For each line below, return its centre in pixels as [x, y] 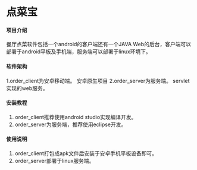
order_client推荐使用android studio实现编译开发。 [76, 117]
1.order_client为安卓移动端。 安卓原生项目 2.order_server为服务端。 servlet [98, 81]
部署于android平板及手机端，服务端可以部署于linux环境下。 [79, 52]
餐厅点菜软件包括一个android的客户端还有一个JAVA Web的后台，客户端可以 [99, 44]
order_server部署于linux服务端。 [54, 161]
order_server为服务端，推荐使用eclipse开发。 [71, 124]
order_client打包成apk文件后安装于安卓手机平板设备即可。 [86, 153]
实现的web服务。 [27, 88]
